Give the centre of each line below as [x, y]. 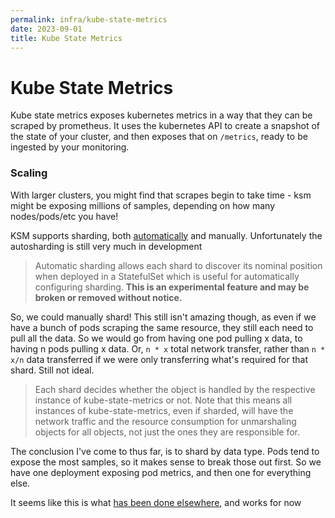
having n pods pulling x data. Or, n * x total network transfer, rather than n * [168, 348]
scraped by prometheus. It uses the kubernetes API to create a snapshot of [165, 126]
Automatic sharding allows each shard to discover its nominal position [178, 265]
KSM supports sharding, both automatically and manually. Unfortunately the [166, 235]
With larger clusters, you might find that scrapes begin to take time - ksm [161, 195]
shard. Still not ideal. [52, 370]
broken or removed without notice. [108, 297]
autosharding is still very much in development [106, 246]
